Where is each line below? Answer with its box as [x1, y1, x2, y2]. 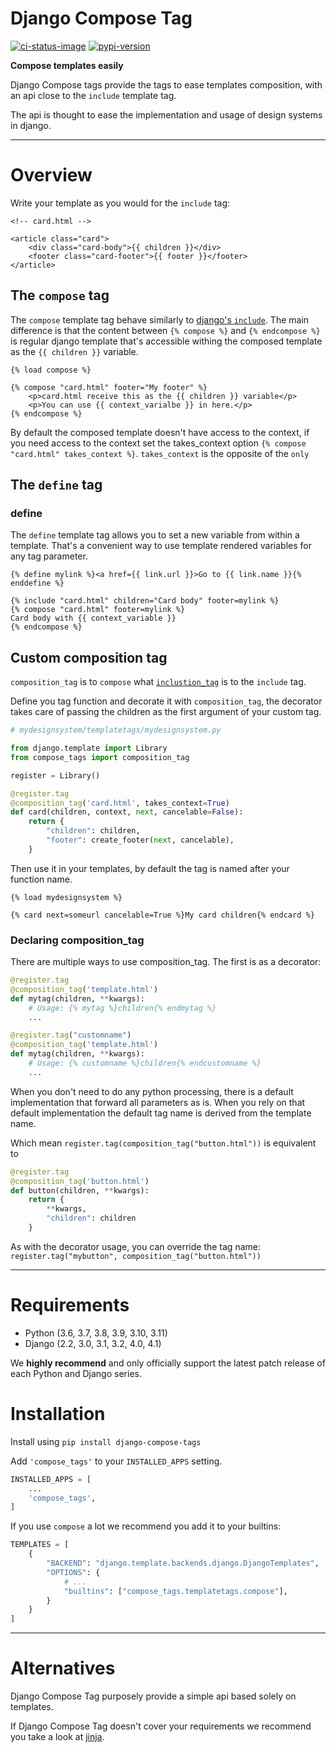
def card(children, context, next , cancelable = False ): [10, 807, 244, 817]
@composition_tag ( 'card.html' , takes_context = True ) [10, 798, 230, 808]
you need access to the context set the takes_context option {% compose [10, 437, 307, 449]
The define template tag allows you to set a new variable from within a [10, 529, 300, 541]
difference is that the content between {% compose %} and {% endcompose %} [10, 324, 321, 336]
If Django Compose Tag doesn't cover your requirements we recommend [10, 1720, 312, 1732]
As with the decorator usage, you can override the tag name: [10, 1240, 261, 1252]
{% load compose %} [10, 365, 92, 375]
